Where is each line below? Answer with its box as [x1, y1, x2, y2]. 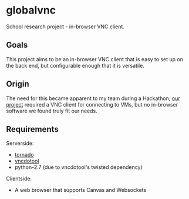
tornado [14, 151, 34, 158]
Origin [6, 79, 29, 89]
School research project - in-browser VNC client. [6, 23, 125, 30]
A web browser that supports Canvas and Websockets [14, 187, 147, 194]
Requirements [6, 124, 59, 134]
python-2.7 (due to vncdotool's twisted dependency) [14, 164, 143, 171]
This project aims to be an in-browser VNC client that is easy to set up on [6, 55, 184, 62]
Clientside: [6, 175, 32, 183]
